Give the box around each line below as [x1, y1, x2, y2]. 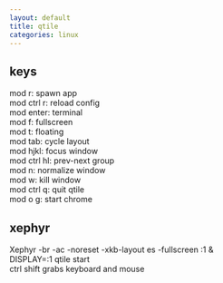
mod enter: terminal [9, 107, 83, 118]
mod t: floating [9, 126, 64, 137]
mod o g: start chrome [9, 194, 93, 205]
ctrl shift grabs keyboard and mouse [9, 264, 145, 274]
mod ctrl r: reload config [9, 97, 101, 109]
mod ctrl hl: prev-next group [9, 155, 115, 166]
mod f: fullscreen [9, 117, 73, 128]
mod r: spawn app [9, 88, 78, 99]
